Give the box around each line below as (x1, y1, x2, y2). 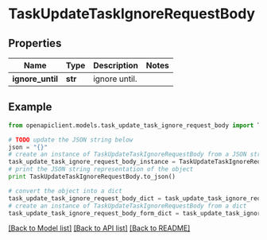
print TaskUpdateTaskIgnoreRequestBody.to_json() (8, 172, 176, 181)
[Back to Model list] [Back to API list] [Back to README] (8, 223, 191, 233)
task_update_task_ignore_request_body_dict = (8, 194, 161, 203)
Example (8, 100, 52, 114)
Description (92, 60, 139, 71)
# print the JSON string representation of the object (8, 165, 194, 173)
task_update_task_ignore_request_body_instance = (8, 158, 176, 166)
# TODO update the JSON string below (8, 136, 133, 144)
